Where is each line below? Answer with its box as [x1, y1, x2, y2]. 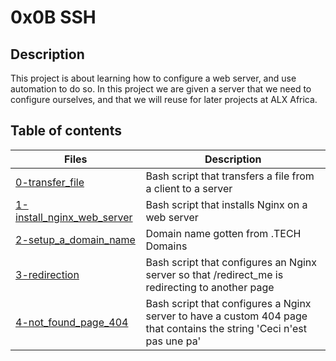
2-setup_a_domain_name [15, 232, 136, 246]
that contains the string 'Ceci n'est [145, 321, 307, 335]
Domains [145, 239, 188, 253]
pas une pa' [145, 334, 202, 348]
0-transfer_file [15, 175, 85, 189]
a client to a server [145, 181, 233, 195]
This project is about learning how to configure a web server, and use [10, 72, 297, 84]
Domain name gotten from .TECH [145, 226, 302, 240]
